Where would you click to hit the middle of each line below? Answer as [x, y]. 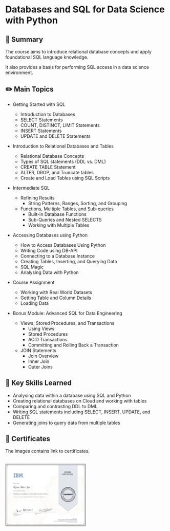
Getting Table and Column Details [56, 298]
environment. [19, 72]
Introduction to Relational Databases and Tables [63, 146]
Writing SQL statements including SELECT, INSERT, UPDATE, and [81, 412]
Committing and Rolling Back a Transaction [73, 345]
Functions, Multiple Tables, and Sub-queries [67, 209]
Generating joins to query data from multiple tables [66, 423]
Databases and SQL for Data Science [85, 10]
